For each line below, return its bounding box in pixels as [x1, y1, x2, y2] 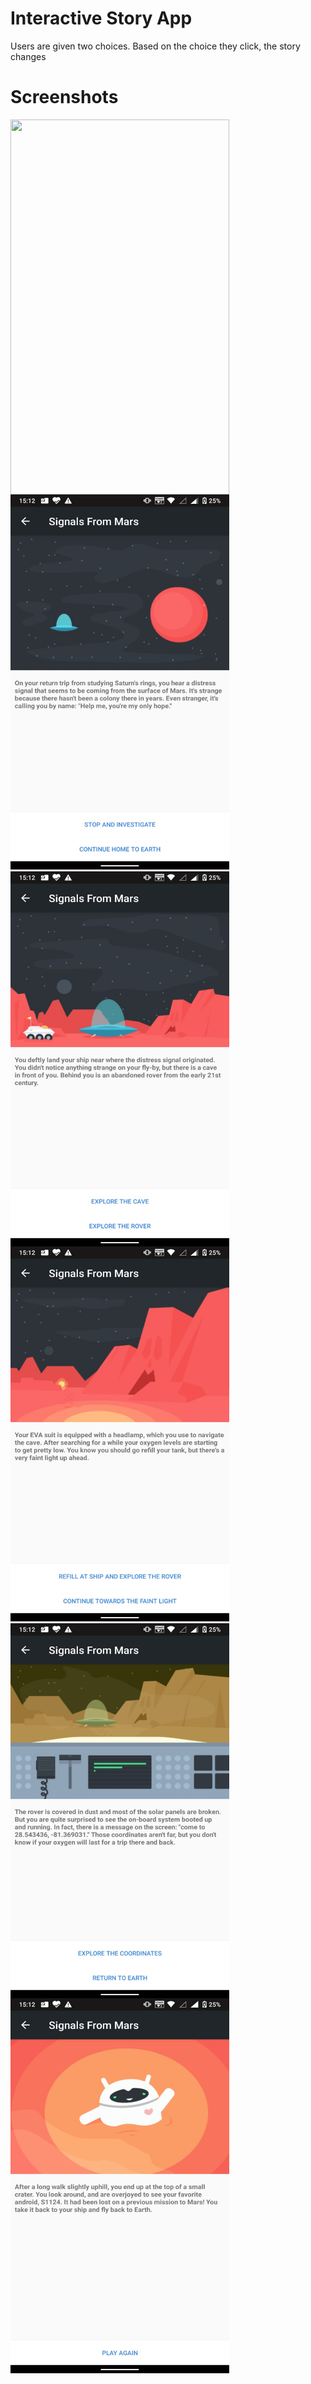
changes [10, 50, 47, 62]
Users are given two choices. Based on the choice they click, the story [10, 40, 301, 52]
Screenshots [10, 86, 119, 109]
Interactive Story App [10, 7, 193, 30]
